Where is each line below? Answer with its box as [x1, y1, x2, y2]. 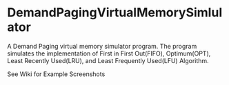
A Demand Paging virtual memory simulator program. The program [7, 42, 197, 50]
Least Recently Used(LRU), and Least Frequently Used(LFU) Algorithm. [7, 56, 209, 64]
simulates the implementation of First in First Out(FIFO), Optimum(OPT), [7, 49, 211, 58]
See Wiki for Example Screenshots [7, 70, 106, 78]
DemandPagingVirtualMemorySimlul [7, 5, 223, 21]
